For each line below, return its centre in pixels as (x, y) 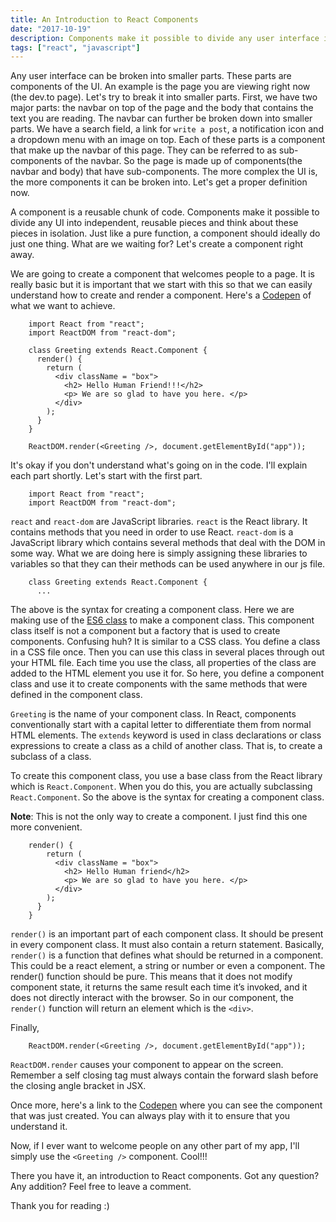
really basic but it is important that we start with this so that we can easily (161, 285)
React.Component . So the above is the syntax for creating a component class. (167, 797)
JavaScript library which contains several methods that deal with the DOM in (168, 543)
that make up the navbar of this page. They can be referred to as (143, 150)
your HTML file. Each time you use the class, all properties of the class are (163, 663)
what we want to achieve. (63, 306)
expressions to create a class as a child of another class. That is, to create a (166, 746)
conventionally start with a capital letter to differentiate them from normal (161, 725)
